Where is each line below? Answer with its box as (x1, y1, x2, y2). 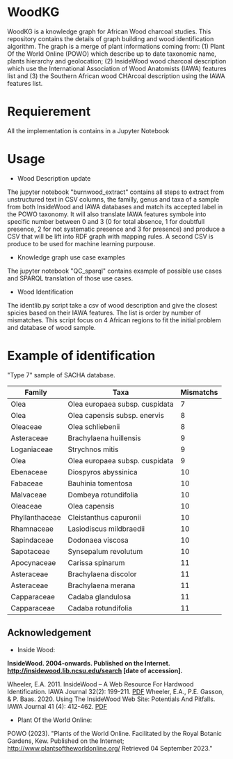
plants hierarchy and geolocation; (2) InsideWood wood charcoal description (7, 57, 227, 65)
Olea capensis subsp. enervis (67, 410, 165, 420)
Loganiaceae (10, 444, 54, 454)
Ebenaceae (10, 467, 48, 476)
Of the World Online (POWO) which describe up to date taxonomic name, (7, 50, 217, 58)
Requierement (7, 104, 91, 119)
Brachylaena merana (67, 580, 136, 590)
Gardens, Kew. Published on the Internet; (7, 737, 124, 745)
